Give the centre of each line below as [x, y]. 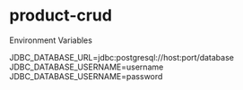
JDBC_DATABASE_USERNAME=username [87, 67]
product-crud [61, 16]
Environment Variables [51, 40]
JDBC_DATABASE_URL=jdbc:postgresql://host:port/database [122, 57]
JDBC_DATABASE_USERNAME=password [86, 76]
